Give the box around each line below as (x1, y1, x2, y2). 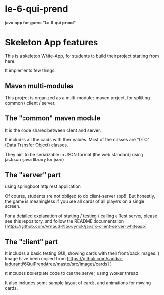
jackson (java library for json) (5, 157, 64, 162)
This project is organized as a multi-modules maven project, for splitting (5, 94, 150, 101)
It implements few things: (5, 68, 56, 73)
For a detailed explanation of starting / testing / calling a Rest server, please (5, 213, 158, 219)
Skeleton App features (5, 37, 98, 48)
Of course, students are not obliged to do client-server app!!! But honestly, (5, 193, 155, 199)
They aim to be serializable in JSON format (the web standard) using (5, 151, 143, 157)
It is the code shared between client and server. (5, 127, 101, 133)
